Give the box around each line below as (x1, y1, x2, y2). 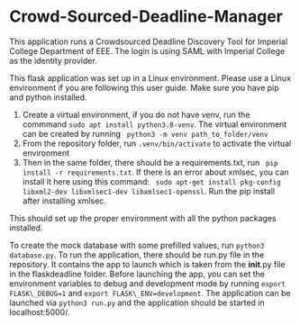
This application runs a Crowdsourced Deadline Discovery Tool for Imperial (9, 36, 288, 47)
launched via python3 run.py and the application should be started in (9, 297, 266, 308)
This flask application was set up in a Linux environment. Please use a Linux (9, 72, 291, 83)
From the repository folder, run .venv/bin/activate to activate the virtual (22, 138, 292, 149)
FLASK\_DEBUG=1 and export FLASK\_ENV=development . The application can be (9, 287, 291, 298)
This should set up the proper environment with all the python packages (9, 212, 277, 223)
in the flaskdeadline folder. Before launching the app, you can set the (9, 268, 266, 279)
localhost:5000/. (9, 306, 70, 317)
